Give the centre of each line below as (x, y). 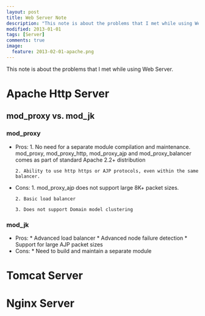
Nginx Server (41, 303)
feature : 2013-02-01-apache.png (53, 52)
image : (15, 46)
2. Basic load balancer (45, 199)
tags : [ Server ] (26, 35)
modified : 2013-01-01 (34, 29)
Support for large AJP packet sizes (59, 244)
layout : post (23, 12)
